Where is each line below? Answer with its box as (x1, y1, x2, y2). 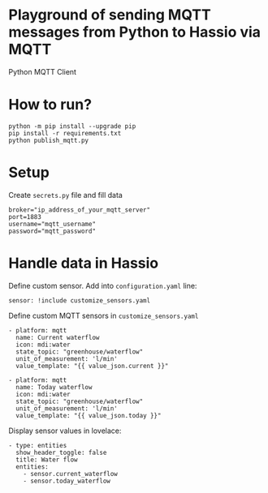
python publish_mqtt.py (8, 136, 89, 144)
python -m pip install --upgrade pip (8, 122, 136, 131)
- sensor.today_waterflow (23, 477, 111, 485)
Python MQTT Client (8, 66, 77, 76)
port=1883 (8, 212, 42, 221)
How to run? (8, 96, 92, 114)
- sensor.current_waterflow (23, 469, 118, 478)
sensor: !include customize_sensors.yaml (8, 296, 151, 305)
